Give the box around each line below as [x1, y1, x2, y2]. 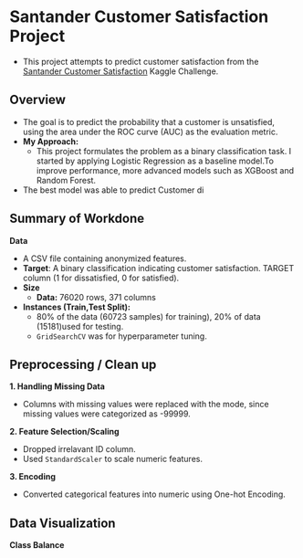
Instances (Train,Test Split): [22, 301, 131, 312]
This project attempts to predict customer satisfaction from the [22, 56, 259, 67]
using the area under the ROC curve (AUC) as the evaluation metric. [22, 126, 278, 137]
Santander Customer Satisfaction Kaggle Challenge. [22, 66, 219, 77]
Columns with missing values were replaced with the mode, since [22, 399, 269, 410]
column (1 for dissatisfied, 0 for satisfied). [22, 272, 180, 283]
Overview [9, 92, 67, 108]
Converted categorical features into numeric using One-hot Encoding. [22, 489, 286, 500]
